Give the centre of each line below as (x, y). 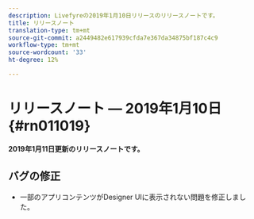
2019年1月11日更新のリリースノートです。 (76, 148)
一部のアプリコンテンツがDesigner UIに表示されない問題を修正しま (129, 197)
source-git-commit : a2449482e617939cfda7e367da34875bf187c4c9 (113, 38)
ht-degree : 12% (33, 60)
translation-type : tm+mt (49, 30)
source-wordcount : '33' (48, 52)
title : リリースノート (41, 23)
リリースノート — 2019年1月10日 (115, 109)
